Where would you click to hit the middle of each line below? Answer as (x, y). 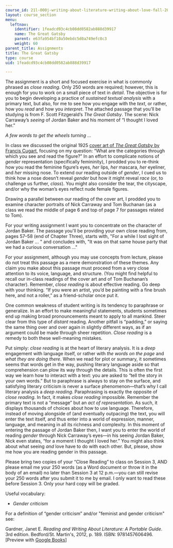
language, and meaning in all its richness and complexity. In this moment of (85, 425)
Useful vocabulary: (25, 494)
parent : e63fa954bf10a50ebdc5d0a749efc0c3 (61, 39)
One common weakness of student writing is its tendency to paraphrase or (85, 305)
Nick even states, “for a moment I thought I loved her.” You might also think (85, 441)
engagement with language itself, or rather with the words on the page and (85, 354)
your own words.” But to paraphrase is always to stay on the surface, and (83, 381)
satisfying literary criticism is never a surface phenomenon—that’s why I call (86, 387)
